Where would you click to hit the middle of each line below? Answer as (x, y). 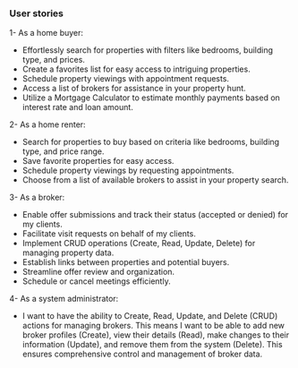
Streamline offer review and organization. (98, 272)
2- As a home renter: (48, 124)
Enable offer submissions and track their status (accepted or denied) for (155, 215)
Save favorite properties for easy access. (98, 161)
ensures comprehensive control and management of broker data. (142, 354)
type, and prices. (53, 60)
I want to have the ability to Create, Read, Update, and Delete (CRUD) (150, 316)
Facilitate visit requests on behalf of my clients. (109, 234)
